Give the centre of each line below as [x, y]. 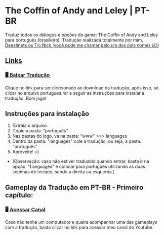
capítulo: [19, 195]
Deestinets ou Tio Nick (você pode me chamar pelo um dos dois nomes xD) [82, 45]
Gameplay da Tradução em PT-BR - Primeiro [74, 187]
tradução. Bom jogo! [26, 98]
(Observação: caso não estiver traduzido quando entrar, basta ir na [81, 161]
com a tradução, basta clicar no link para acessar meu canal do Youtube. [80, 228]
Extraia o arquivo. [30, 125]
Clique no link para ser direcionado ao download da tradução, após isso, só [82, 88]
